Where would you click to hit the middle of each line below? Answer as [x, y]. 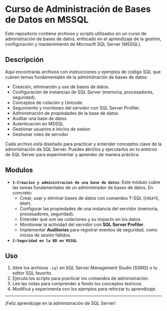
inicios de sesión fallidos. [45, 235]
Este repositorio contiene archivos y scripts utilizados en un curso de [76, 33]
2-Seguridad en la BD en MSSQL [45, 241]
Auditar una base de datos [40, 118]
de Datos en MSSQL [47, 20]
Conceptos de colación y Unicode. [48, 103]
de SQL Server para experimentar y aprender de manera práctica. [73, 154]
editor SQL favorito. [32, 273]
